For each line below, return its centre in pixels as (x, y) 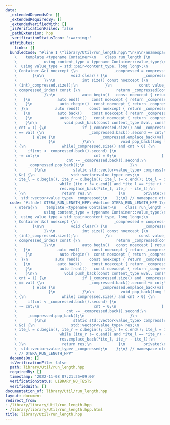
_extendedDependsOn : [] (35, 15)
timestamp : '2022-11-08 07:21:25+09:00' (53, 377)
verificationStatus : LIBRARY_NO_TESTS (51, 381)
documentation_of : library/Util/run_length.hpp (56, 391)
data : (11, 10)
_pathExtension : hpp (31, 33)
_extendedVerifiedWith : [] (38, 24)
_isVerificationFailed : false (41, 29)
